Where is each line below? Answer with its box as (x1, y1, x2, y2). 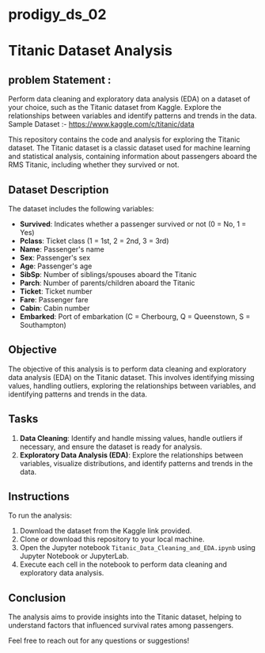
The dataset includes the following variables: (8, 204, 154, 213)
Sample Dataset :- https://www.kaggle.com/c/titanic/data (8, 120, 195, 129)
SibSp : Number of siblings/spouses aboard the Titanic (19, 270, 197, 279)
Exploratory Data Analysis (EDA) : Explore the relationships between (19, 450, 244, 460)
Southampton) (19, 321, 67, 329)
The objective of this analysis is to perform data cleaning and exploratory (8, 364, 247, 374)
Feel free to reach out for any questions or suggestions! (8, 636, 190, 646)
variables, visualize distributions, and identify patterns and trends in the (19, 458, 253, 468)
